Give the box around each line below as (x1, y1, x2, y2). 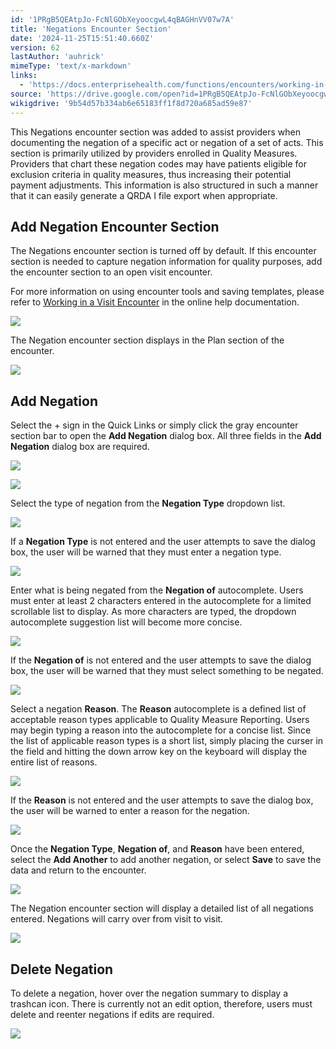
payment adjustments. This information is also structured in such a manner (10, 179, 319, 191)
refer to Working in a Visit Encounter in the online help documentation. (10, 296, 300, 308)
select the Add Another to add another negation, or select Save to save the (10, 854, 322, 866)
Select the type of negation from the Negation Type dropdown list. (10, 497, 286, 510)
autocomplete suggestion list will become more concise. (10, 616, 243, 628)
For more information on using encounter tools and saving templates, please (10, 286, 325, 298)
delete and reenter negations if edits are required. (10, 1008, 215, 1020)
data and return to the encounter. (10, 864, 147, 876)
